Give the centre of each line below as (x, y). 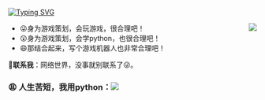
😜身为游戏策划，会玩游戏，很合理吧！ (82, 28)
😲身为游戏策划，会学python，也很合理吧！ (90, 38)
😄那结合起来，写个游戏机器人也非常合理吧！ (92, 48)
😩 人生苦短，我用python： (60, 87)
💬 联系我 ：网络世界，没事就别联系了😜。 (73, 65)
